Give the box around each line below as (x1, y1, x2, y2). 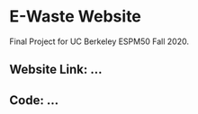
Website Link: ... (9, 62, 103, 77)
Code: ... (9, 92, 59, 108)
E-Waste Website (9, 6, 142, 27)
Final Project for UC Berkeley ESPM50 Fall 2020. (9, 36, 189, 47)
